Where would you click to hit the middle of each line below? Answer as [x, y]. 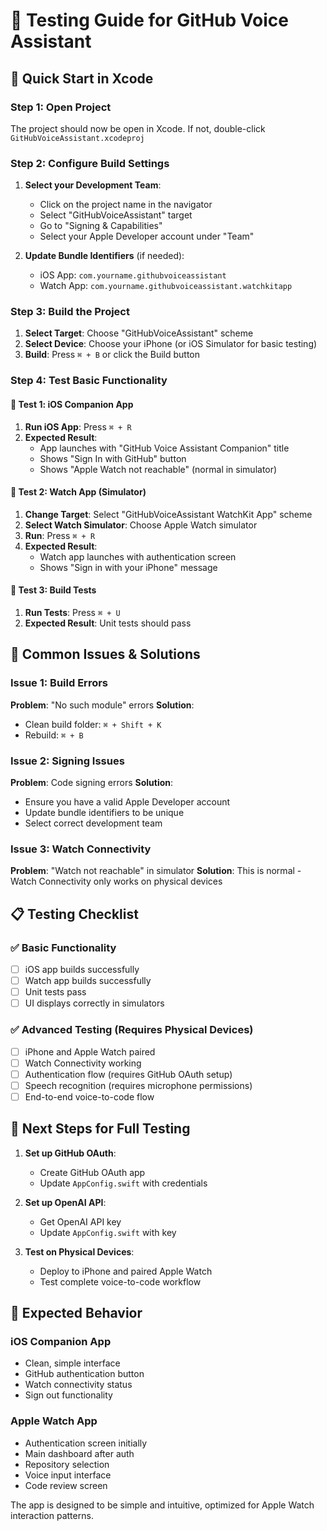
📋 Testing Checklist [74, 914]
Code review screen [66, 1485]
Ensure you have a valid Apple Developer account [127, 801]
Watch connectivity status [78, 1385]
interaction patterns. [52, 1515]
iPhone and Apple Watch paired [90, 1051]
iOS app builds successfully [82, 969]
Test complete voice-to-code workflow [120, 1281]
